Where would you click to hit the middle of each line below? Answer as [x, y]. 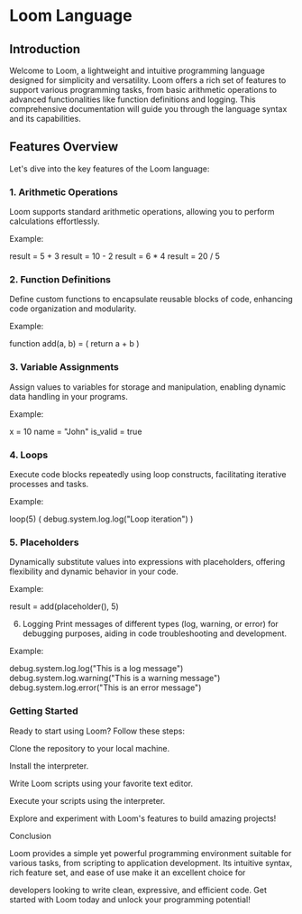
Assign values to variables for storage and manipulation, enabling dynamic [148, 387]
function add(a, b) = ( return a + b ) [74, 344]
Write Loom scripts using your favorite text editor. [101, 783]
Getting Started [44, 711]
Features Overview [64, 147]
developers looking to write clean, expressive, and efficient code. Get [138, 890]
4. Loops [29, 455]
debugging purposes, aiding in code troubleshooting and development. [154, 633]
